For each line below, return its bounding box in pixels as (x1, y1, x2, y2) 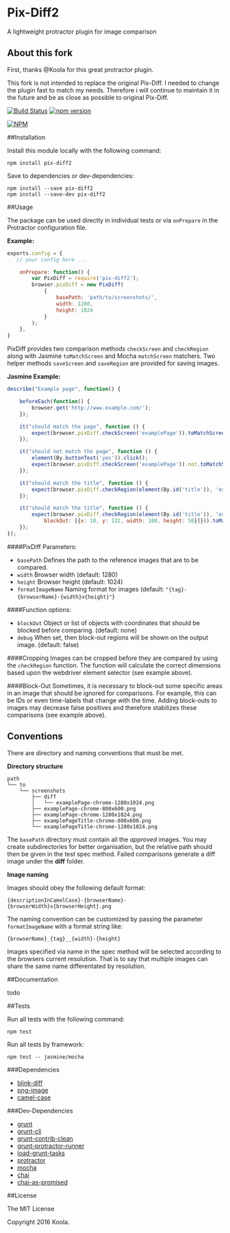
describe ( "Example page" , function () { (7, 385, 121, 393)
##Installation (7, 133, 46, 141)
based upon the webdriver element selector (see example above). (7, 668, 193, 676)
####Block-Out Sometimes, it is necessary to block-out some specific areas (7, 681, 222, 689)
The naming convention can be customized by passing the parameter (7, 915, 203, 923)
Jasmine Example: (7, 372, 61, 381)
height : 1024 (55, 307, 94, 314)
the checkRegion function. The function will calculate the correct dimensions (7, 661, 221, 669)
